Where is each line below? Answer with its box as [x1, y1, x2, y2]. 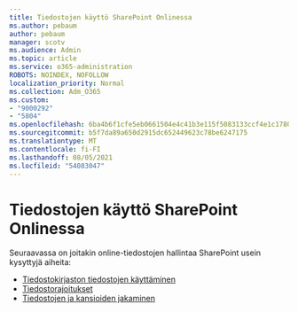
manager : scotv [9, 37, 66, 47]
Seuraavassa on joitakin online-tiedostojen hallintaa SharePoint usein [9, 247, 262, 258]
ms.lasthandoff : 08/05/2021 [9, 152, 114, 162]
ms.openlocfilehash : [9, 121, 86, 129]
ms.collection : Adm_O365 [9, 87, 101, 96]
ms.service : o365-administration [9, 63, 133, 72]
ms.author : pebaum [9, 21, 77, 30]
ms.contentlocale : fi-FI [9, 144, 101, 153]
